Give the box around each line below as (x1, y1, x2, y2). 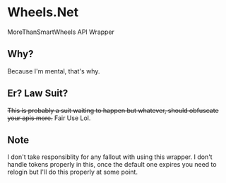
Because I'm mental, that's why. (7, 66, 100, 75)
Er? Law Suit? (7, 88, 69, 100)
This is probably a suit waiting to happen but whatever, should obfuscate (7, 106, 219, 114)
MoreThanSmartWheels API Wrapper (7, 28, 115, 36)
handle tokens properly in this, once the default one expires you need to (7, 160, 217, 169)
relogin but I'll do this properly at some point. (7, 167, 138, 177)
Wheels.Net (7, 4, 79, 20)
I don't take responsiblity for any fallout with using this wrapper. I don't (7, 153, 213, 161)
